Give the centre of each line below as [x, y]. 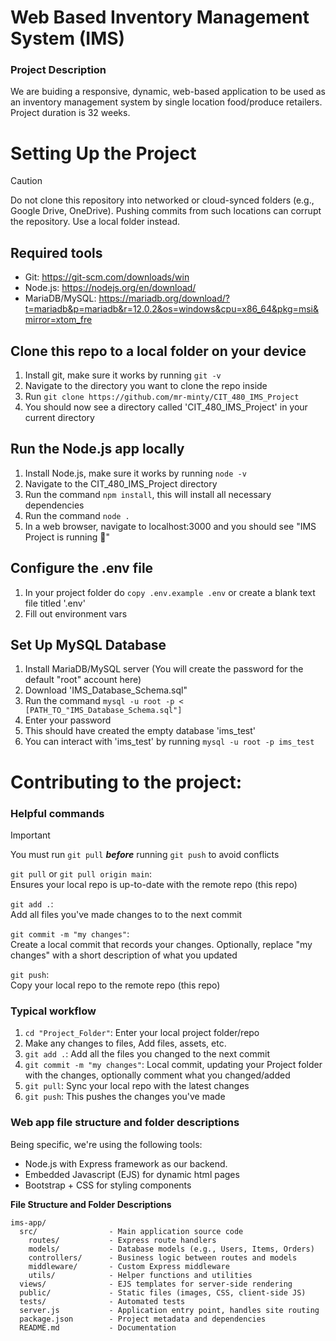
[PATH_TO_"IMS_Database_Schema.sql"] [103, 711]
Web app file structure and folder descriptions [125, 1123]
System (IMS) [68, 38]
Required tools [56, 252]
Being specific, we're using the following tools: [106, 1144]
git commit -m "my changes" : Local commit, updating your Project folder [173, 1065]
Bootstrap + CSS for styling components [108, 1185]
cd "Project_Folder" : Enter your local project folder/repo [142, 1033]
